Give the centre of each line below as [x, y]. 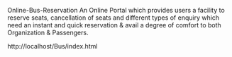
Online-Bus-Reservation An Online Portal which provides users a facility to [116, 10]
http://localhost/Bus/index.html [53, 46]
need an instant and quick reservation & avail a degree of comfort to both [114, 25]
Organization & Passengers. [48, 32]
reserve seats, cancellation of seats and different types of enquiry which [114, 18]
